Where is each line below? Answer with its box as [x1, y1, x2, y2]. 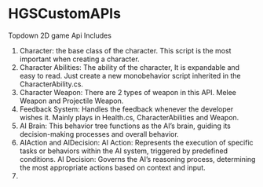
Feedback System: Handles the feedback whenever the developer [19, 104, 234, 114]
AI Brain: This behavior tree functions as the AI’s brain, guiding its [19, 121, 232, 130]
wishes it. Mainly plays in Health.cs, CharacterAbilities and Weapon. [19, 112, 239, 122]
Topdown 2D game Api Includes [8, 31, 112, 40]
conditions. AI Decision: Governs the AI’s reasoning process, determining [19, 154, 256, 163]
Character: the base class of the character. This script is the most [19, 46, 232, 55]
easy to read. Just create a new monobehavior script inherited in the [19, 71, 241, 80]
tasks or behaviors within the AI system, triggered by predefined [19, 146, 228, 156]
